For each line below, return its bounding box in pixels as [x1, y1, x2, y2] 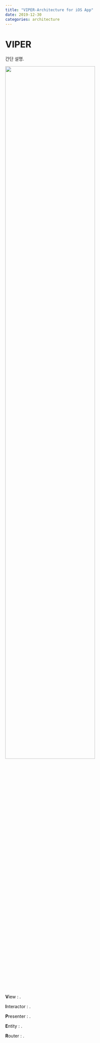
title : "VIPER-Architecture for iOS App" [5, 7, 94, 13]
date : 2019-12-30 [5, 12, 42, 17]
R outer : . [5, 1033, 24, 1039]
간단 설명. [5, 56, 24, 62]
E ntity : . [5, 1023, 23, 1029]
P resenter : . [5, 1013, 31, 1019]
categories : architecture [5, 17, 60, 22]
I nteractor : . [5, 1004, 31, 1010]
